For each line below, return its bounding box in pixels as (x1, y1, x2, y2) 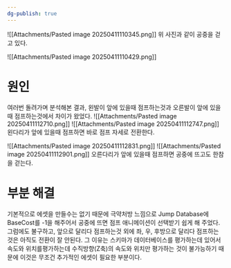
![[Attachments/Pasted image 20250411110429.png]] (7, 53, 157, 61)
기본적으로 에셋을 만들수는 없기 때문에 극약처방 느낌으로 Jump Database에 (7, 209, 210, 218)
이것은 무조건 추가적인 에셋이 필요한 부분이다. (19, 253, 142, 261)
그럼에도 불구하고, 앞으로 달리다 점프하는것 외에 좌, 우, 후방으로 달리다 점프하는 (7, 226, 219, 235)
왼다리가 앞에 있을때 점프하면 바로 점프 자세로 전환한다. (7, 127, 155, 136)
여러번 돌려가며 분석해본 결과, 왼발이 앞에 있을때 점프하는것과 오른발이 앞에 (7, 103, 209, 111)
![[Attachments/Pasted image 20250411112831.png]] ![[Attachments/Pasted (7, 141, 221, 150)
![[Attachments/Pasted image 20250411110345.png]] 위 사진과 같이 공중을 (7, 30, 214, 38)
